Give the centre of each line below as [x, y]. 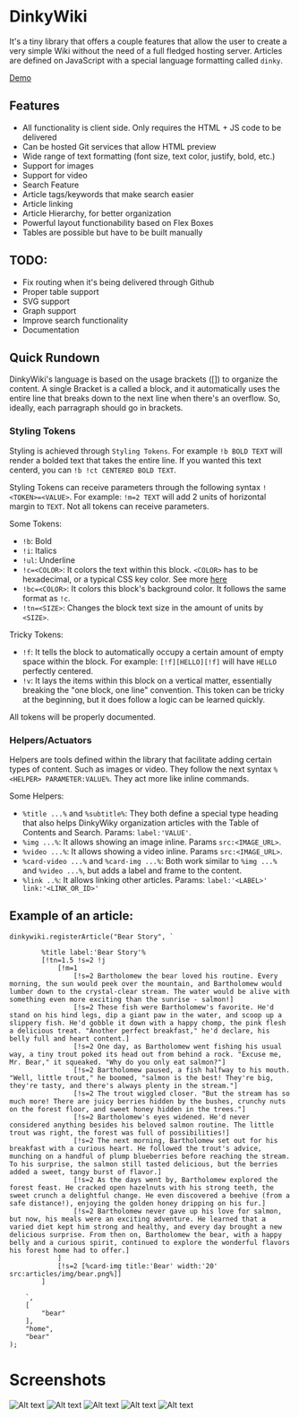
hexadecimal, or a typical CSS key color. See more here [124, 579]
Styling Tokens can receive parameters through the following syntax [135, 487]
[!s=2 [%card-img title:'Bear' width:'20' [137, 1266]
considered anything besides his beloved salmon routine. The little [142, 1125]
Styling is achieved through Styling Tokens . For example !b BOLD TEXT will [146, 451]
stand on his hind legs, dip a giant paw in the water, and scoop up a [145, 1015]
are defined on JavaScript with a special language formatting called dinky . [146, 60]
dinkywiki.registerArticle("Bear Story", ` [92, 937]
